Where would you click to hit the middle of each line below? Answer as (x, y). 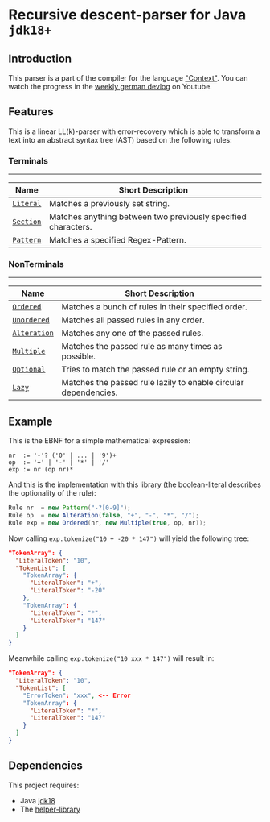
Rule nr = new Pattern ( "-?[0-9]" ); (70, 508)
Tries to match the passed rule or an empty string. (155, 370)
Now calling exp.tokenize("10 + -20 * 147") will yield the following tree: (129, 538)
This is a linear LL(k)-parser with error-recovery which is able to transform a (134, 131)
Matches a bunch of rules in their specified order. (154, 307)
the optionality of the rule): (52, 493)
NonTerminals (36, 264)
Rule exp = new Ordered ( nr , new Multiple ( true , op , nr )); (107, 523)
